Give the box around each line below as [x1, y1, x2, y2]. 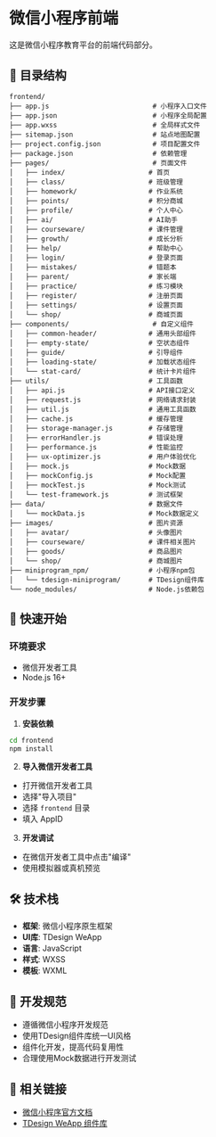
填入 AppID [21, 813, 64, 825]
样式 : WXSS [21, 954, 66, 965]
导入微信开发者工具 [21, 762, 93, 772]
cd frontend [9, 736, 53, 745]
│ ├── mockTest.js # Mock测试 [9, 481, 187, 490]
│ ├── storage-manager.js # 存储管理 [9, 424, 184, 433]
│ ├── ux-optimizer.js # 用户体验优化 [9, 452, 197, 461]
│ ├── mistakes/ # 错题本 [9, 262, 177, 272]
